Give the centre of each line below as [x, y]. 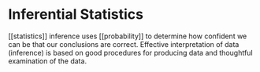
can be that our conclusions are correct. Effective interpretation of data [124, 44]
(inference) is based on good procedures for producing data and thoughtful [131, 52]
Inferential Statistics [76, 14]
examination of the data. [48, 61]
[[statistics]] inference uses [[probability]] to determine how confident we [128, 36]
